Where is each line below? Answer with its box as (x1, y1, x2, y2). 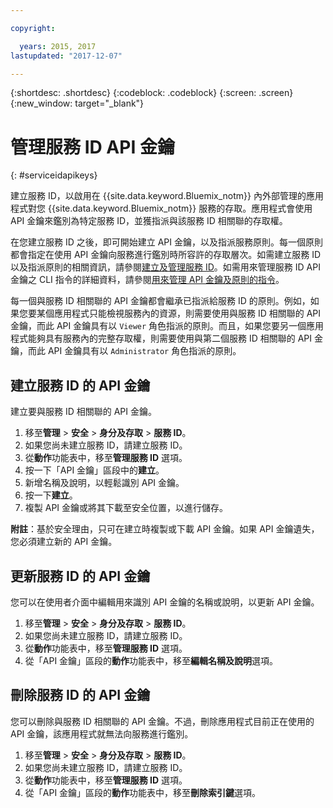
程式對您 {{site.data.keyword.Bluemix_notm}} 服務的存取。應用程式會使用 (10, 202, 313, 215)
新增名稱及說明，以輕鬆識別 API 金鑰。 (24, 477, 185, 489)
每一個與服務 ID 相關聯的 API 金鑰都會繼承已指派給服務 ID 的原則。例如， (10, 295, 311, 307)
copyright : (10, 23, 56, 33)
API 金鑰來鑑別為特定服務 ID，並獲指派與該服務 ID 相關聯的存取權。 (10, 215, 288, 227)
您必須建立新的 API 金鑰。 (10, 536, 118, 548)
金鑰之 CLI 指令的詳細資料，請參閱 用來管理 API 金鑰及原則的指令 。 (10, 274, 285, 286)
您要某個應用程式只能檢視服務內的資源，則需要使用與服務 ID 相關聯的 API (18, 307, 322, 320)
